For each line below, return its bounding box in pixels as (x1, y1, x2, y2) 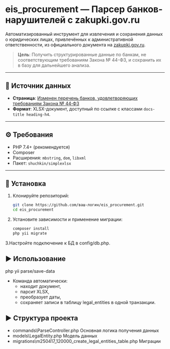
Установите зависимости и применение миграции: (12, 216, 123, 223)
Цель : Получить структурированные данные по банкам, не (17, 52, 147, 58)
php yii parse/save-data (5, 268, 55, 274)
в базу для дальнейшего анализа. (17, 62, 91, 68)
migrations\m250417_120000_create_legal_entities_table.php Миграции (12, 338, 161, 344)
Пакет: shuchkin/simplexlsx (12, 160, 72, 166)
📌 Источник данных (5, 82, 71, 90)
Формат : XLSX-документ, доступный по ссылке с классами (12, 106, 143, 112)
